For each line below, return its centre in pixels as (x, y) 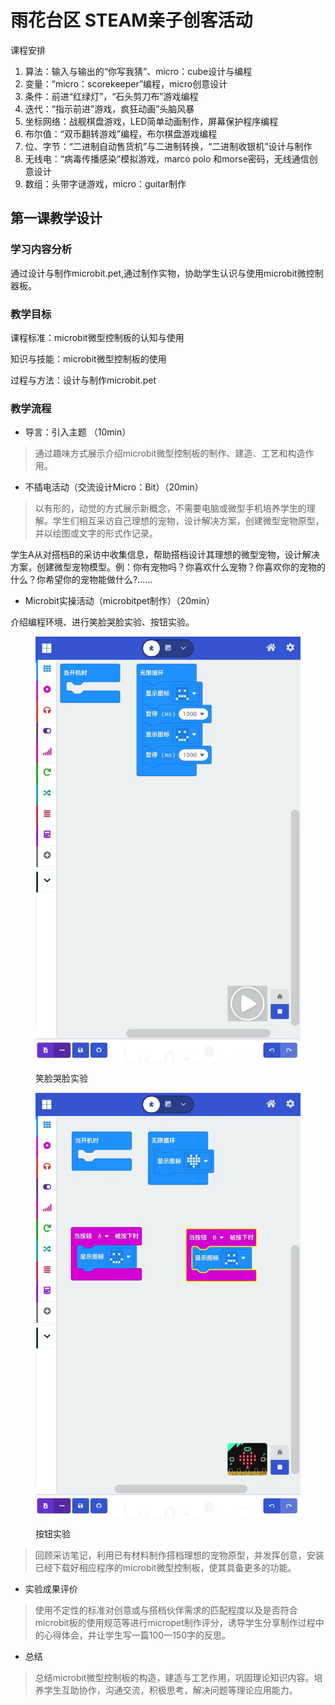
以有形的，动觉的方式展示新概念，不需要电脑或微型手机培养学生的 (170, 508)
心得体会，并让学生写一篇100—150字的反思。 (137, 1635)
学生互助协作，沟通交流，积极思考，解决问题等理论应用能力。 (170, 1690)
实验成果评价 (51, 1589)
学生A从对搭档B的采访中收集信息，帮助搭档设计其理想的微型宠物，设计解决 (165, 555)
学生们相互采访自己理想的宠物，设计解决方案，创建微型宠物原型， (188, 521)
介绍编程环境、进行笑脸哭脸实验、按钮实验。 (102, 622)
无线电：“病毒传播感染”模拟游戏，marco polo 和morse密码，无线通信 (167, 158)
